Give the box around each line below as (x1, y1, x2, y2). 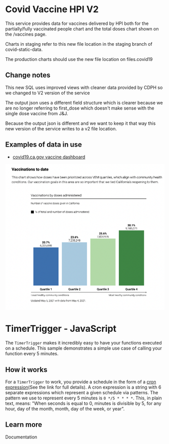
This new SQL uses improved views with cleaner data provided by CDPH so (5, 84, 163, 90)
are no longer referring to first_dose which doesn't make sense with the (5, 105, 154, 111)
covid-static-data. (5, 46, 43, 52)
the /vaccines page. (5, 31, 47, 37)
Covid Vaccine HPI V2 (5, 4, 99, 15)
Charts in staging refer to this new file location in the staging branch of (5, 41, 153, 47)
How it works (5, 365, 48, 374)
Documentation (5, 434, 37, 440)
